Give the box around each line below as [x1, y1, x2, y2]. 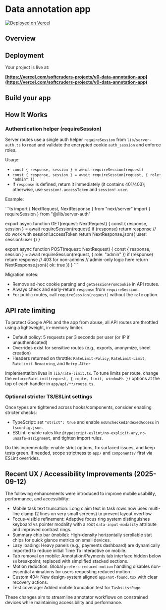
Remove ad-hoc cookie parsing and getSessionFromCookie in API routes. [12, 281, 160, 287]
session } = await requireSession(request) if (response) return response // [5, 226, 156, 232]
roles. [5, 147, 17, 153]
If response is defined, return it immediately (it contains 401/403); [12, 181, 145, 187]
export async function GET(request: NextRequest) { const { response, [5, 221, 148, 227]
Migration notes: [5, 271, 39, 277]
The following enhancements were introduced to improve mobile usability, [5, 490, 156, 497]
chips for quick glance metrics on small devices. [12, 537, 111, 543]
